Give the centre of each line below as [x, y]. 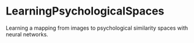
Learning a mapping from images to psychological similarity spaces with [97, 28]
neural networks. [27, 34]
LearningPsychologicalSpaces [85, 11]
